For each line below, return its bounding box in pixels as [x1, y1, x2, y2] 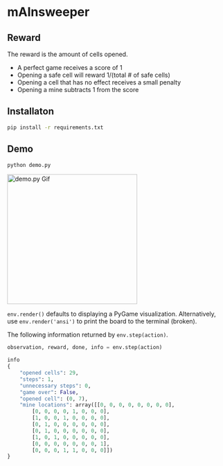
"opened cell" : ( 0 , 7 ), [19, 395, 89, 402]
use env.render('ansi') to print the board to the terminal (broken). [7, 317, 197, 325]
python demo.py [7, 161, 51, 168]
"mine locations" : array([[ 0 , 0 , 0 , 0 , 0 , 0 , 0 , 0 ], [19, 402, 175, 409]
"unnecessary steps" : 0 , [19, 382, 91, 389]
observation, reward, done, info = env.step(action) [7, 344, 163, 351]
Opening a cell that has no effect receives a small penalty [17, 78, 181, 87]
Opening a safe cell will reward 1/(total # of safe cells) [17, 71, 171, 79]
